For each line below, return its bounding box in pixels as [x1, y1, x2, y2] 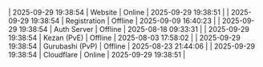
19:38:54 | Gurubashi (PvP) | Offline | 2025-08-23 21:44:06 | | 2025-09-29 [8, 41, 255, 51]
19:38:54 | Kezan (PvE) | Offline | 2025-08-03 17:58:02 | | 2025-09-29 [8, 33, 241, 42]
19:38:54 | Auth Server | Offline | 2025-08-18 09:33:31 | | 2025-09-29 [18, 25, 250, 33]
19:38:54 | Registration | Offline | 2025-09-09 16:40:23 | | [30, 16, 221, 26]
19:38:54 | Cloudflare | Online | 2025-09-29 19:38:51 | [8, 50, 186, 59]
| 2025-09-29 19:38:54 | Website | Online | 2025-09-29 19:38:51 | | [8, 8, 230, 17]
